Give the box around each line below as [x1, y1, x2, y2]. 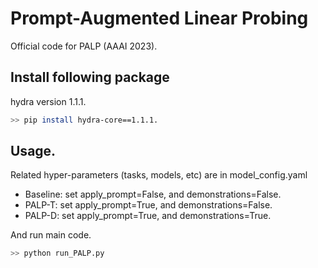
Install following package [10, 69, 170, 86]
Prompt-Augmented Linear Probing [10, 7, 309, 30]
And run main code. [10, 229, 92, 241]
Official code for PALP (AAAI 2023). [10, 40, 158, 52]
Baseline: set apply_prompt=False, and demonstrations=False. [24, 188, 282, 201]
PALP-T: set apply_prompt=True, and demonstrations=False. [24, 199, 273, 211]
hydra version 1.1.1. [10, 95, 87, 107]
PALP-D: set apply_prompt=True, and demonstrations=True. [24, 210, 272, 222]
